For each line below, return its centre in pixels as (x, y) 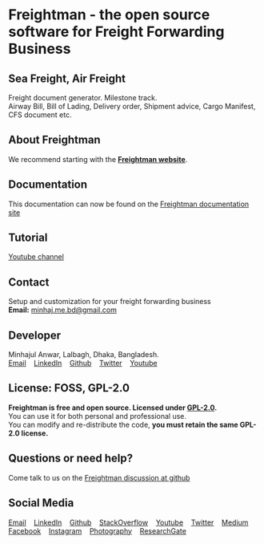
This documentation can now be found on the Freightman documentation (129, 204)
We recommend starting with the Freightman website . (98, 159)
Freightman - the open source (109, 15)
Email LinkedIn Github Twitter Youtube (83, 363)
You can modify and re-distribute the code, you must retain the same (123, 424)
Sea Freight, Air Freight (67, 78)
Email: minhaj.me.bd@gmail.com (63, 310)
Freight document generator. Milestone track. (83, 97)
